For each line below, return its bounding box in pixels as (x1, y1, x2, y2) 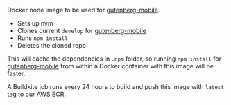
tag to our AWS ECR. (7, 90, 66, 98)
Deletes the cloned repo (17, 41, 87, 49)
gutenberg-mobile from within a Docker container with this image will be (7, 62, 214, 70)
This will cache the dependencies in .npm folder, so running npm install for (7, 55, 222, 63)
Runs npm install (17, 34, 68, 42)
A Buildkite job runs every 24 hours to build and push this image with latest (7, 83, 224, 90)
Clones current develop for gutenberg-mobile (17, 27, 147, 35)
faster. (7, 69, 26, 77)
